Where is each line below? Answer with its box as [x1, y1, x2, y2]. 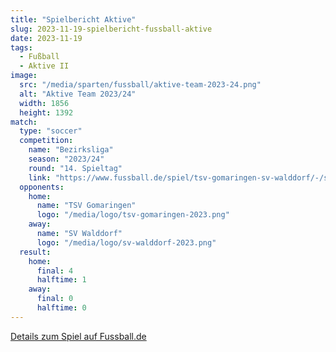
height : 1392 [19, 107, 74, 118]
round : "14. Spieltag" [28, 163, 123, 173]
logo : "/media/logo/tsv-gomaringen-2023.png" [36, 210, 230, 220]
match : [10, 117, 38, 127]
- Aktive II [19, 61, 70, 71]
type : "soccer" [19, 126, 83, 136]
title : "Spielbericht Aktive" [10, 14, 137, 25]
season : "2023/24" [28, 154, 105, 164]
